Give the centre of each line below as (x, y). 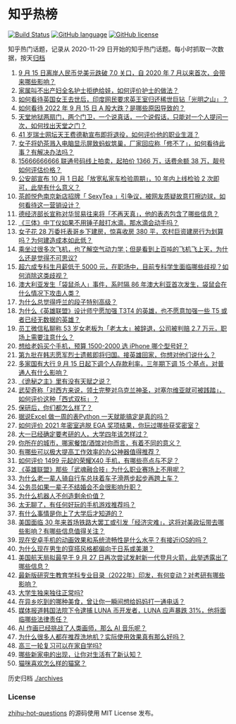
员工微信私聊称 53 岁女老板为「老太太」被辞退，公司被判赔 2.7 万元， (119, 328)
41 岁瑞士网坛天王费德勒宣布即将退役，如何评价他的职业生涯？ (109, 134)
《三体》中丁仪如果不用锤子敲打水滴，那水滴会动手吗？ (98, 222)
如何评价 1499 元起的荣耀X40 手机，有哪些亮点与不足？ (99, 460)
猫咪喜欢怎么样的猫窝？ (52, 663)
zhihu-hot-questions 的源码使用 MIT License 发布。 (83, 713)
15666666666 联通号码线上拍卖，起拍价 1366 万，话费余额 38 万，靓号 (122, 161)
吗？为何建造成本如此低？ (55, 240)
